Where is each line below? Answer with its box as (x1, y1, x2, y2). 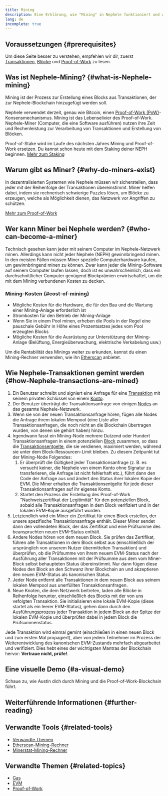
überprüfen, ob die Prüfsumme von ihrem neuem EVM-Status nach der (12, 550, 158, 556)
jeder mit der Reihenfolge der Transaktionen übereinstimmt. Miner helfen (5, 184, 155, 190)
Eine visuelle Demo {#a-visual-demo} (5, 665, 125, 673)
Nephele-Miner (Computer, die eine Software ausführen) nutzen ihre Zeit (5, 120, 155, 126)
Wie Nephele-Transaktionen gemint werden (5, 369, 144, 377)
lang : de (5, 17, 23, 22)
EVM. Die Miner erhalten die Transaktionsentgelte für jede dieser (19, 481, 154, 487)
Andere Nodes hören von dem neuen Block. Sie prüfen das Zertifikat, (12, 534, 155, 540)
